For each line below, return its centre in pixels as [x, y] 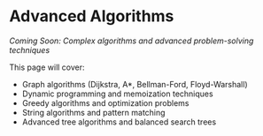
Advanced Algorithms [92, 16]
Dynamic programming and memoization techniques [118, 94]
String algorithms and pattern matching [93, 112]
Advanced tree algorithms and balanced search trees [119, 122]
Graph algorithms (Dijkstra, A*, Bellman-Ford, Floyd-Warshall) [135, 84]
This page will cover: [47, 67]
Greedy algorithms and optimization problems [105, 102]
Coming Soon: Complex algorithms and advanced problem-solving [131, 41]
